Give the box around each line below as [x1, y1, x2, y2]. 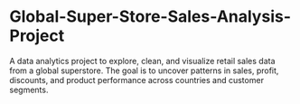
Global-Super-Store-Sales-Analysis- [9, 6, 292, 27]
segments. [9, 84, 49, 95]
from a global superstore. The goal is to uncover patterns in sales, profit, [9, 65, 279, 76]
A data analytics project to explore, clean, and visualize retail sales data [9, 55, 276, 66]
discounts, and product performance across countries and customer [9, 74, 265, 85]
